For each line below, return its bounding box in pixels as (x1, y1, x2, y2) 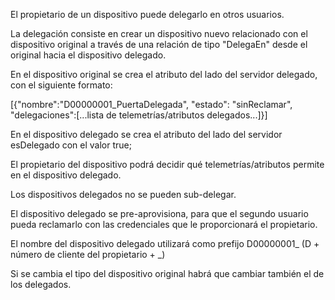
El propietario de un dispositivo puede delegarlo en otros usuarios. (10, 9, 285, 20)
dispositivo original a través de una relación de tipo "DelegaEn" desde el (10, 39, 308, 50)
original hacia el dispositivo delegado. (10, 49, 167, 61)
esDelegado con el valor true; (10, 139, 132, 151)
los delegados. (10, 279, 72, 290)
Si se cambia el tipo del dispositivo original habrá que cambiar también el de (10, 268, 325, 279)
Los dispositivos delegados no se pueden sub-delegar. (10, 189, 237, 200)
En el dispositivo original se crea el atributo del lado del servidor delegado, (10, 69, 318, 80)
